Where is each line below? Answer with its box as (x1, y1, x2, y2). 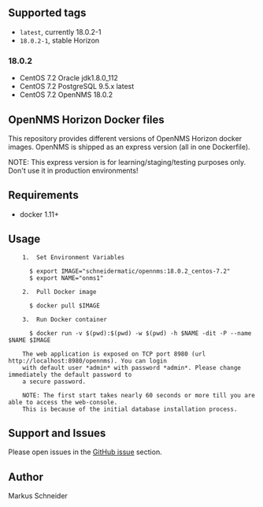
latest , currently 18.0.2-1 (19, 27, 102, 36)
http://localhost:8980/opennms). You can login (8, 356, 168, 365)
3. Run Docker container (22, 315, 108, 323)
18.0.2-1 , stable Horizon (19, 35, 100, 45)
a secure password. (22, 378, 87, 386)
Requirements (8, 188, 79, 202)
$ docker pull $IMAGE (28, 301, 101, 310)
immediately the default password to (8, 371, 132, 378)
